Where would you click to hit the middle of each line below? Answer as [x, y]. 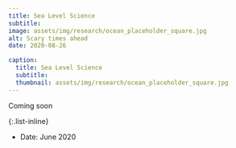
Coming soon [31, 105]
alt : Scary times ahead [48, 38]
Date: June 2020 [48, 137]
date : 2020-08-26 [37, 46]
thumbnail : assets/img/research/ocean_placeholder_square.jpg [122, 82]
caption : [23, 60]
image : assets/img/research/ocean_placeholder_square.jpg [108, 31]
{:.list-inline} [29, 121]
